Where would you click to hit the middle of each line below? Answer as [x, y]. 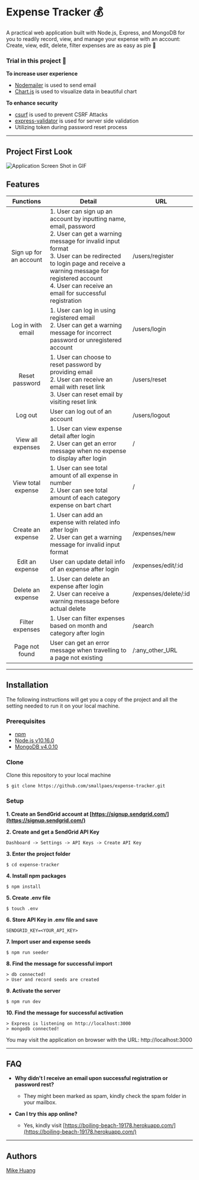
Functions [27, 201]
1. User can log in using [83, 310]
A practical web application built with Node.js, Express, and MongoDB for [96, 32]
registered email [73, 318]
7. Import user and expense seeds [49, 941]
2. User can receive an [81, 379]
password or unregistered [86, 340]
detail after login [73, 436]
